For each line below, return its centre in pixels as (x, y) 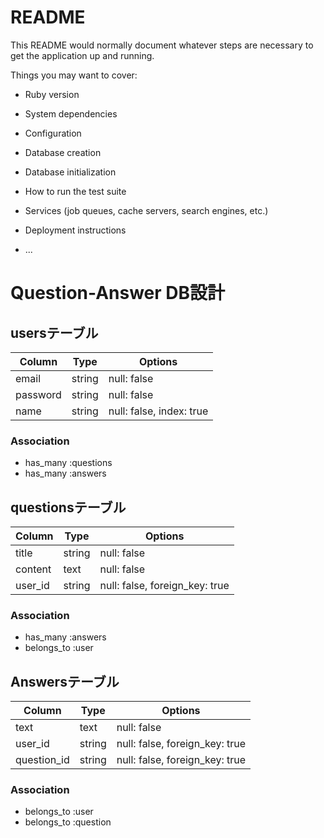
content (33, 569)
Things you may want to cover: (74, 75)
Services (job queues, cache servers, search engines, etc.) (146, 210)
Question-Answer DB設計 (118, 293)
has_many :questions (68, 463)
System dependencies (71, 113)
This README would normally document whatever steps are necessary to (162, 45)
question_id (42, 760)
